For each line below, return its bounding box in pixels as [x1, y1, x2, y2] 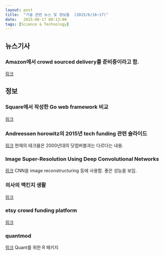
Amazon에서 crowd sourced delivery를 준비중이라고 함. [5, 58, 140, 65]
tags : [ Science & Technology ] [5, 21, 70, 27]
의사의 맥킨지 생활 [5, 181, 47, 188]
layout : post [5, 7, 33, 13]
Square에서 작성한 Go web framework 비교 [5, 104, 109, 111]
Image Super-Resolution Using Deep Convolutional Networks [5, 155, 159, 163]
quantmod [5, 232, 31, 239]
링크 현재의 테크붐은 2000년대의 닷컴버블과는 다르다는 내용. [5, 142, 123, 148]
